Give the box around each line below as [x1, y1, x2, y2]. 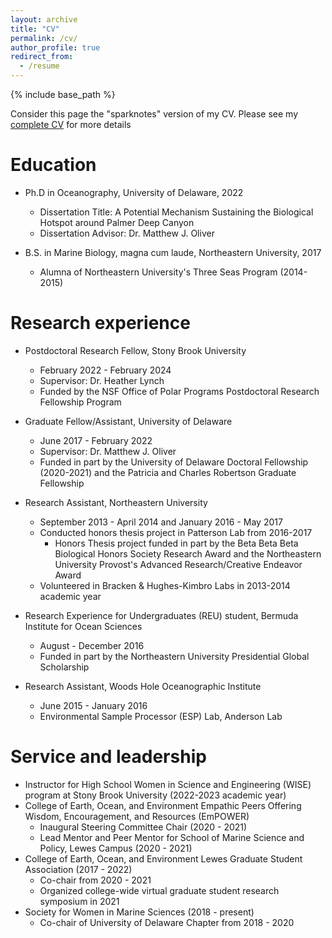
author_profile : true [10, 42, 101, 53]
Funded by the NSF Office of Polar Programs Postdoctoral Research [39, 385, 320, 397]
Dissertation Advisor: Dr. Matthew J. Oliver [39, 227, 215, 239]
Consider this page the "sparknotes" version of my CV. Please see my [10, 108, 299, 120]
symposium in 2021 [39, 895, 120, 907]
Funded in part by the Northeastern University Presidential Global [39, 650, 310, 662]
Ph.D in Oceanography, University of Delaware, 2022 [24, 186, 244, 198]
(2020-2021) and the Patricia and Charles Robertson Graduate [39, 466, 297, 478]
